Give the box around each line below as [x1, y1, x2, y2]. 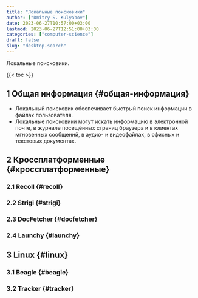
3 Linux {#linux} [6, 250, 69, 260]
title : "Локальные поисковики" [6, 8, 86, 15]
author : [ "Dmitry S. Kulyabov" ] [6, 15, 88, 21]
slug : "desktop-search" [6, 43, 67, 49]
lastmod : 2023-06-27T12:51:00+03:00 [6, 25, 99, 32]
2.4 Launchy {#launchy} [6, 231, 80, 240]
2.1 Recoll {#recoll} [6, 183, 63, 191]
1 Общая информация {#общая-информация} [6, 89, 189, 99]
